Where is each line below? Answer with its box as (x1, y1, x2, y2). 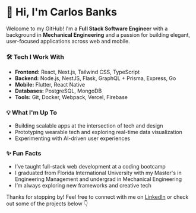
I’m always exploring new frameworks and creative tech (14, 182, 151, 189)
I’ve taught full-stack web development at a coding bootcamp (14, 163, 166, 170)
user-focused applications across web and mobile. (6, 37, 130, 44)
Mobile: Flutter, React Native (14, 81, 85, 88)
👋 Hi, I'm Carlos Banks (6, 5, 118, 19)
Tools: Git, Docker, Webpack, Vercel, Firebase (14, 94, 128, 101)
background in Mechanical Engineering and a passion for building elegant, (6, 31, 191, 38)
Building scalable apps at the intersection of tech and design (14, 122, 163, 129)
